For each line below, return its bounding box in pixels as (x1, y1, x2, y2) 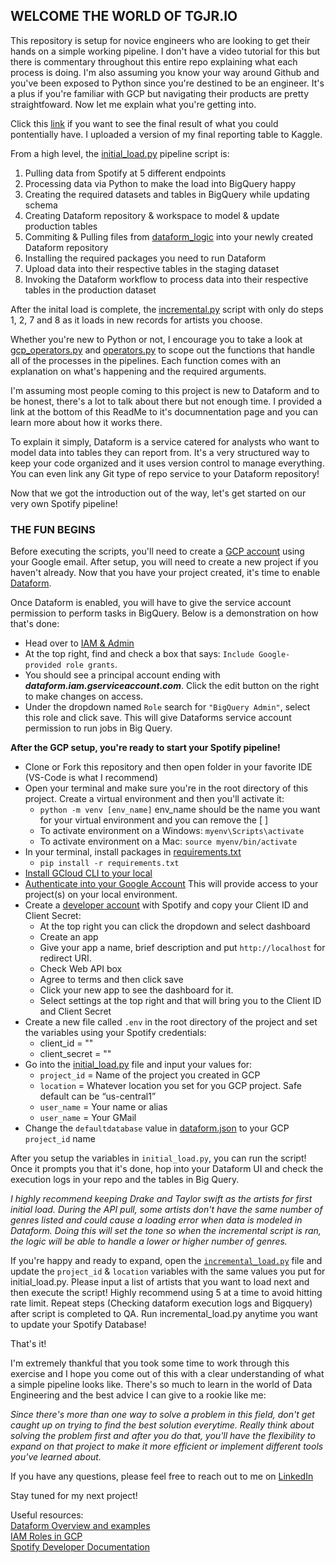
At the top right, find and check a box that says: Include (24, 648, 255, 660)
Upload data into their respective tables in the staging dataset (24, 262, 280, 274)
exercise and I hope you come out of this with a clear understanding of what (10, 1368, 325, 1380)
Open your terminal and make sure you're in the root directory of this (24, 782, 309, 794)
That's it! (10, 1338, 47, 1350)
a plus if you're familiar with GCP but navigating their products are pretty (10, 87, 310, 99)
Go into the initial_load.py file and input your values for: (24, 1059, 253, 1071)
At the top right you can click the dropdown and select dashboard (39, 920, 311, 933)
